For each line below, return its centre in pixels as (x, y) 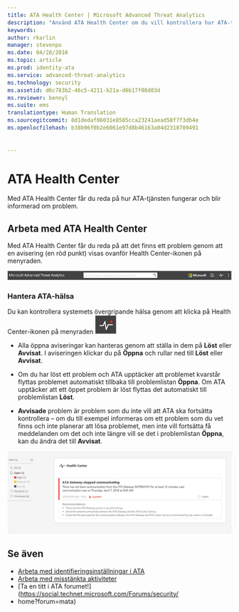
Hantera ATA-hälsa (41, 296)
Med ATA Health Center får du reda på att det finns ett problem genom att (115, 246)
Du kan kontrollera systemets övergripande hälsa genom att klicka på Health (119, 312)
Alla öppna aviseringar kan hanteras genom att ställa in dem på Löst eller (124, 346)
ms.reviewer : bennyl (38, 98)
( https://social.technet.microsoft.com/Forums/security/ (98, 593)
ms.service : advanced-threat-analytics (67, 75)
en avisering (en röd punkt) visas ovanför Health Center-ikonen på (105, 254)
